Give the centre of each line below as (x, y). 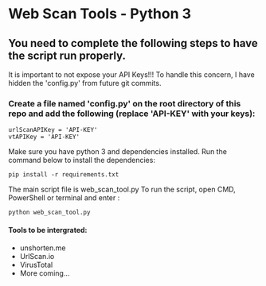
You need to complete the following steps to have (133, 43)
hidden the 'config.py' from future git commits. (85, 83)
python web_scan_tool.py (49, 213)
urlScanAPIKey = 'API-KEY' (53, 130)
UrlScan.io (37, 256)
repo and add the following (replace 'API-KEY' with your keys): (132, 114)
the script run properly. (67, 55)
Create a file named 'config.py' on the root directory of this (125, 103)
